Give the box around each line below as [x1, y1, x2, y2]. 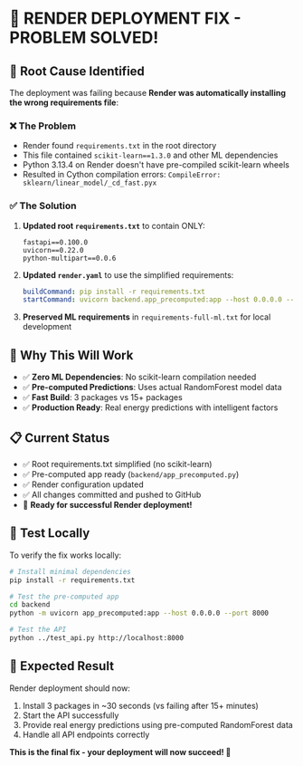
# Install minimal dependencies [9, 567, 131, 576]
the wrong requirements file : [9, 97, 119, 108]
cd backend [9, 600, 51, 609]
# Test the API [9, 625, 67, 635]
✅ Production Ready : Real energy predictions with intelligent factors [22, 402, 279, 413]
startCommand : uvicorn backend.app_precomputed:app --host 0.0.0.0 [22, 295, 282, 304]
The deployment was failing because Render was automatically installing [9, 88, 287, 98]
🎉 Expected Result [9, 658, 115, 674]
